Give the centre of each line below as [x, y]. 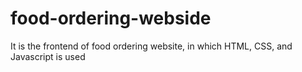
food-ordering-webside [111, 18]
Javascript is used [48, 56]
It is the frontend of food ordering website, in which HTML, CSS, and [151, 46]
